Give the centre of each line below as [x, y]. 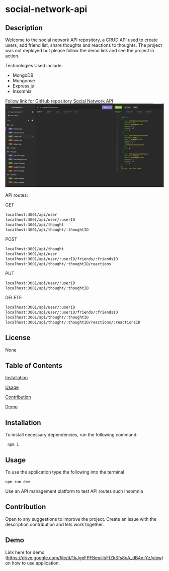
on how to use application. [33, 563]
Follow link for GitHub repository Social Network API [59, 101]
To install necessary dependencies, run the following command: [71, 435]
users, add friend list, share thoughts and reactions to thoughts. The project [84, 45]
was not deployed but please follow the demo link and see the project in [80, 50]
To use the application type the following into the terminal [65, 472]
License [18, 338]
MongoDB [23, 75]
